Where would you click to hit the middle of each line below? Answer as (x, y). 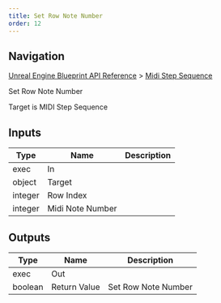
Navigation (36, 56)
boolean (28, 287)
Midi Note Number (82, 209)
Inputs (25, 132)
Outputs (30, 237)
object (24, 182)
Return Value (76, 287)
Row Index (67, 195)
